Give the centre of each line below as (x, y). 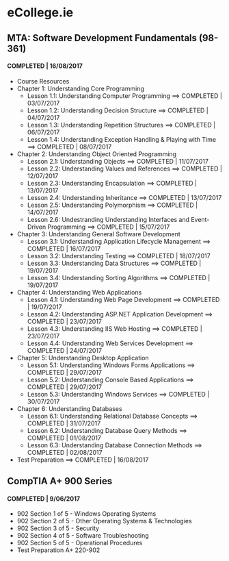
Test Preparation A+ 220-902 (58, 550)
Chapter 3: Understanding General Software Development (98, 234)
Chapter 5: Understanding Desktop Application (83, 358)
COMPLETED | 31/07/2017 (64, 423)
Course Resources (43, 81)
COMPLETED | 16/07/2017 (64, 249)
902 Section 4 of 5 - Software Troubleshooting (83, 536)
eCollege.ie (40, 13)
